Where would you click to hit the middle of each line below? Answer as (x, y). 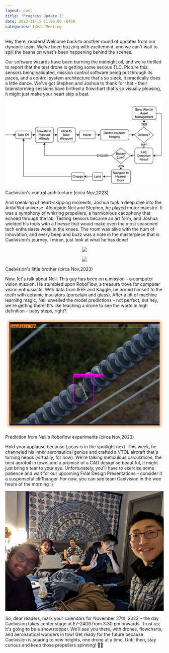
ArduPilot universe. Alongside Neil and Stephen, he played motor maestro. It (84, 208)
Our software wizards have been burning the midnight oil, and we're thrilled (83, 62)
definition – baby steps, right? (36, 311)
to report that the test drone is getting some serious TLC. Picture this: (77, 67)
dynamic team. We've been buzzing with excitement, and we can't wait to (81, 47)
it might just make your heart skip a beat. (48, 94)
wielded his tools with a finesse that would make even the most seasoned (81, 224)
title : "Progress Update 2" (35, 16)
